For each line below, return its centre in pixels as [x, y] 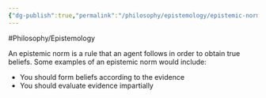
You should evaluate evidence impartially [87, 85]
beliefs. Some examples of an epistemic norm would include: [108, 62]
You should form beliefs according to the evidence [102, 77]
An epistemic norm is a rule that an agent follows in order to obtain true [124, 53]
